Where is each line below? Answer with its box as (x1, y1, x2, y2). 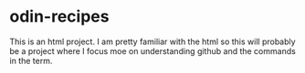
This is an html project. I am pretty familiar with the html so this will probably (9, 36, 296, 47)
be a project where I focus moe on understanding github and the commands (9, 45, 297, 56)
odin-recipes (9, 6, 110, 27)
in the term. (9, 55, 53, 66)
